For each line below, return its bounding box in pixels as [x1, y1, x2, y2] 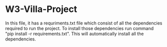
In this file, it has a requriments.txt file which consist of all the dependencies [5, 20, 162, 26]
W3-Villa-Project [5, 3, 78, 15]
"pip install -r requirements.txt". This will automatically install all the [5, 30, 144, 36]
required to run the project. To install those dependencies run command [5, 25, 154, 31]
